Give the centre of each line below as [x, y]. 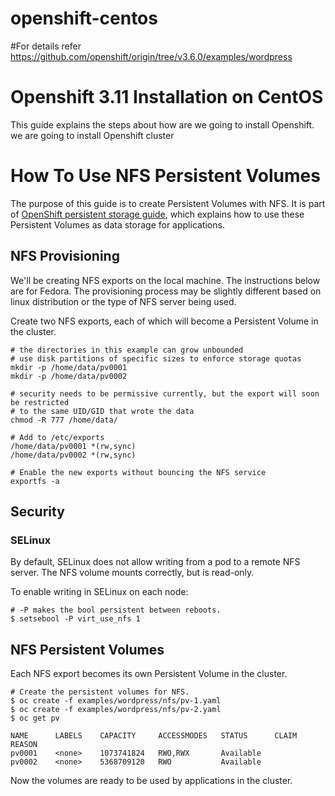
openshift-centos [84, 18]
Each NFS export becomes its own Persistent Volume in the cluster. [149, 674]
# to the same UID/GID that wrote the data [102, 411]
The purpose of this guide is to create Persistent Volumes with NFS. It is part [168, 203]
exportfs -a [35, 481]
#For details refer [46, 46]
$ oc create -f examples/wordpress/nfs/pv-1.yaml [116, 701]
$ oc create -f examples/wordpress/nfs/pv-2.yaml [116, 710]
